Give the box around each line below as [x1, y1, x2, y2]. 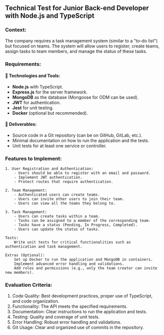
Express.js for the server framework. [12, 89, 88, 95]
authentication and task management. [5, 244, 83, 249]
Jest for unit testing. [12, 105, 54, 111]
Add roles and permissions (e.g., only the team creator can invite [14, 266, 158, 271]
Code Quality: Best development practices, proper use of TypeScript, [12, 293, 153, 298]
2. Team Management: [5, 188, 48, 193]
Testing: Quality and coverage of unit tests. [12, 314, 100, 320]
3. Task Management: [5, 209, 48, 214]
